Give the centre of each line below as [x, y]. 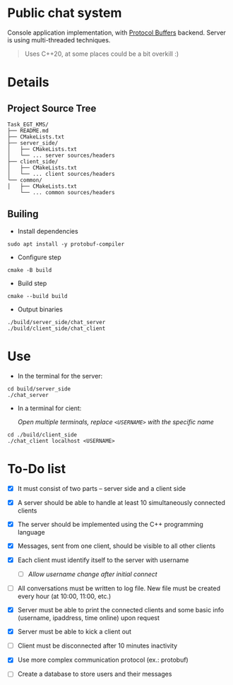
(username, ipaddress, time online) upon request [89, 618]
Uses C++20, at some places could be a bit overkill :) [102, 54]
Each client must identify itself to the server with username [103, 560]
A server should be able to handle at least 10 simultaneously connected [121, 502]
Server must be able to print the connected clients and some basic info [121, 610]
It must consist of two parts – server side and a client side [101, 488]
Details [28, 82]
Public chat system [65, 13]
